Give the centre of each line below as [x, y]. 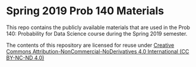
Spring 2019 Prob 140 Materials [85, 11]
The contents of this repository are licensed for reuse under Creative [90, 45]
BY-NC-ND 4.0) [25, 58]
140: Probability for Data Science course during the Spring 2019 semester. [97, 33]
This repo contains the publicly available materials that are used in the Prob [98, 27]
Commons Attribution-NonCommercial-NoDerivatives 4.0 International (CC [98, 51]
